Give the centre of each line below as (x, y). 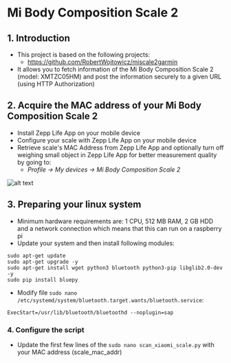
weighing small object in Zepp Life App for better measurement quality (117, 155)
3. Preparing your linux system (74, 205)
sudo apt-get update (37, 256)
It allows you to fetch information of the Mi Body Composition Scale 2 (115, 69)
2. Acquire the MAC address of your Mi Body (104, 106)
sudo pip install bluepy (43, 280)
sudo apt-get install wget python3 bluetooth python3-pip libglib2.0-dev (115, 268)
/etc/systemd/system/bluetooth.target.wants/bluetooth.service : (110, 300)
